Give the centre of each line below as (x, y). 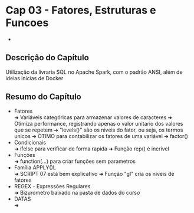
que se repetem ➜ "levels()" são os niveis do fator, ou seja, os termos (98, 130)
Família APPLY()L (35, 167)
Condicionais (30, 142)
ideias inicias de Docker (34, 78)
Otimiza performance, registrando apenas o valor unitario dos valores (98, 123)
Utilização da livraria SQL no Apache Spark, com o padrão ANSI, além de (94, 72)
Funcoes (27, 23)
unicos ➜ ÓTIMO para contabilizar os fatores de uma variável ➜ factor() (101, 136)
